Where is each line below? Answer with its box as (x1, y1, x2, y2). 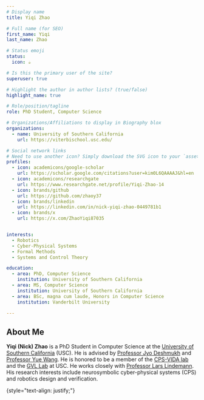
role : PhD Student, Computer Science (6, 109, 102, 115)
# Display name (6, 8, 45, 15)
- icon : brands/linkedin (12, 198, 75, 205)
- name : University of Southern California (12, 131, 123, 137)
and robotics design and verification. (6, 375, 98, 382)
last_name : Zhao (6, 37, 47, 43)
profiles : (6, 159, 32, 165)
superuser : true (6, 75, 47, 82)
